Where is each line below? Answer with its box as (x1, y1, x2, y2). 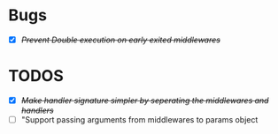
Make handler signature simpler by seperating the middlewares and (20, 94, 269, 106)
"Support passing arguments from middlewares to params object (20, 115, 259, 124)
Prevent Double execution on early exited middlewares (20, 34, 220, 45)
